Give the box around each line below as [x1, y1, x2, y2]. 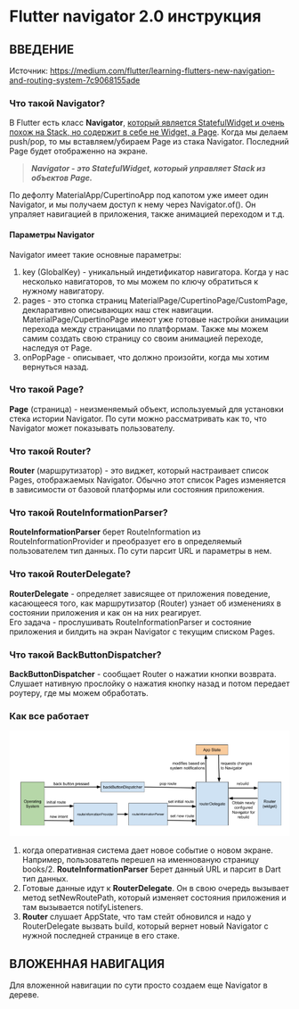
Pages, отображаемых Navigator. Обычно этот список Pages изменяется [9, 475, 287, 485]
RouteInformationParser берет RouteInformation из [9, 526, 201, 537]
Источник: [9, 65, 49, 76]
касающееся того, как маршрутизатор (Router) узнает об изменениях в [9, 598, 282, 608]
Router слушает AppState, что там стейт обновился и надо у [21, 912, 252, 922]
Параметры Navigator [9, 229, 95, 240]
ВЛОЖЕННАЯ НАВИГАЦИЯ [9, 956, 165, 972]
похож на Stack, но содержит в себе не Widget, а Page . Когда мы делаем [9, 127, 289, 137]
